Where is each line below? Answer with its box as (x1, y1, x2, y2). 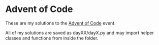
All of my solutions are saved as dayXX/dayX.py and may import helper (5, 29, 154, 35)
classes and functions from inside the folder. (5, 35, 99, 41)
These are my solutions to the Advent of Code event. (5, 20, 116, 26)
